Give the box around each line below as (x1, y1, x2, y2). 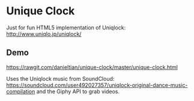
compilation (6, 88, 35, 95)
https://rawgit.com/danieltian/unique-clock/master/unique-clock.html (6, 63, 178, 71)
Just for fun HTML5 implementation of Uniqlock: (6, 24, 126, 31)
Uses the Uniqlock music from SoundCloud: (6, 75, 115, 82)
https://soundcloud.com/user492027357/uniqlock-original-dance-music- (6, 81, 188, 88)
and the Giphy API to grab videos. (36, 88, 120, 95)
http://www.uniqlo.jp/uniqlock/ (6, 30, 82, 37)
